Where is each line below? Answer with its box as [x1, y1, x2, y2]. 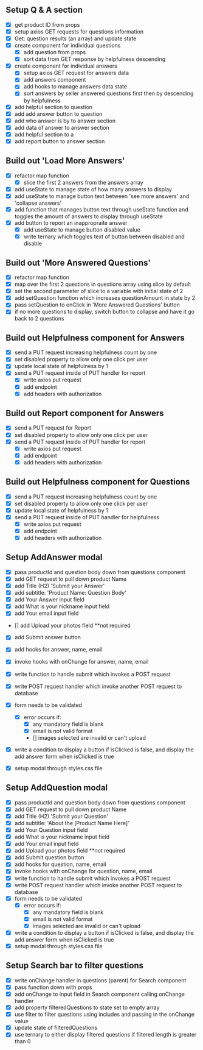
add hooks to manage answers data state [23, 83, 128, 90]
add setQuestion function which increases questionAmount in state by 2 [14, 294, 196, 302]
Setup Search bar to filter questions [5, 960, 144, 971]
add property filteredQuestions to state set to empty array [14, 1004, 160, 1011]
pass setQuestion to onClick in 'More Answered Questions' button [14, 301, 180, 308]
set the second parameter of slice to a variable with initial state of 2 [14, 288, 184, 295]
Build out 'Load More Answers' [5, 155, 125, 166]
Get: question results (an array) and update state [14, 35, 137, 42]
